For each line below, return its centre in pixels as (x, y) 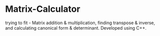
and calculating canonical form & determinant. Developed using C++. (76, 28)
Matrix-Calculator (43, 9)
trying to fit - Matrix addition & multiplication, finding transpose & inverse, (80, 23)
